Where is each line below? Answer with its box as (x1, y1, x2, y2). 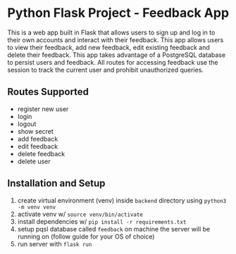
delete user (17, 157, 51, 165)
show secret (17, 127, 54, 135)
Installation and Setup (7, 177, 106, 189)
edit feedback (17, 142, 58, 151)
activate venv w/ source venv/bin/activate (17, 210, 143, 218)
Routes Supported (7, 86, 89, 98)
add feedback (17, 134, 58, 143)
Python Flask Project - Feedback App (7, 5, 230, 21)
